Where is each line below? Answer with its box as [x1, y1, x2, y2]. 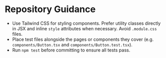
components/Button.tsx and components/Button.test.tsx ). [12, 41, 133, 47]
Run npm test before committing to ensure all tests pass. [12, 47, 130, 53]
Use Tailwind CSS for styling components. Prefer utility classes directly [12, 20, 161, 26]
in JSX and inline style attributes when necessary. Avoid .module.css [12, 25, 157, 31]
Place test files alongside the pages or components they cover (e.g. [12, 36, 154, 42]
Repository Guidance [5, 4, 96, 15]
